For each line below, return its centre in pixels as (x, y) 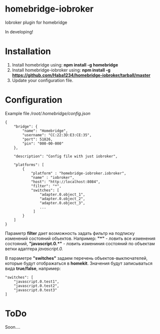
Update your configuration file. (43, 80)
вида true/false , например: (33, 268)
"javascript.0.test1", (36, 282)
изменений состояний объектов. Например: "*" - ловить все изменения (80, 238)
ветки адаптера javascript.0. (34, 249)
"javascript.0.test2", (36, 286)
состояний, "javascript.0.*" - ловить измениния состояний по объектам (80, 243)
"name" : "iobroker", (53, 177)
